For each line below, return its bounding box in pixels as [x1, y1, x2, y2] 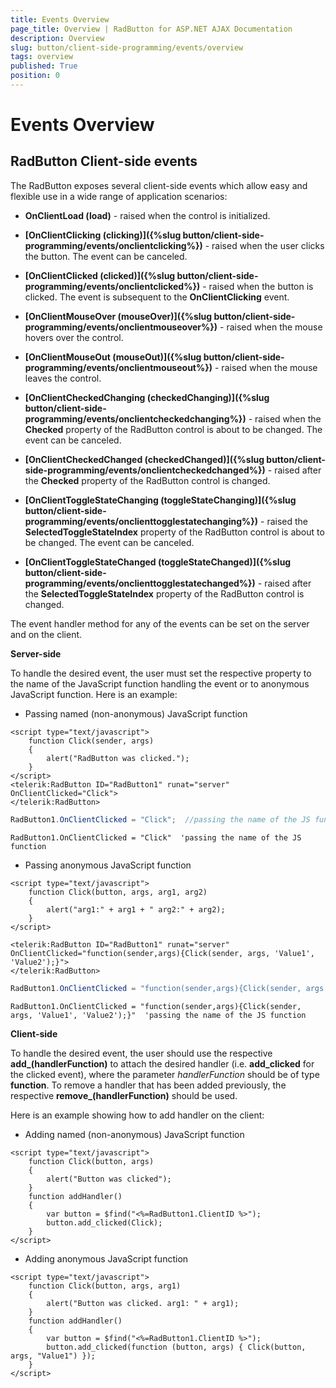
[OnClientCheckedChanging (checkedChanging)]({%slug [24, 391, 270, 403]
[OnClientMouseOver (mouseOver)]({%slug [24, 310, 213, 322]
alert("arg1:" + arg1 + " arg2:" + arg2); [46, 904, 226, 915]
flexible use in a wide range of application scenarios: [10, 190, 228, 202]
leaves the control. [24, 372, 102, 384]
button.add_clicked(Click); [46, 1217, 163, 1228]
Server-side [10, 647, 62, 660]
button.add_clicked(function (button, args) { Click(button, [46, 1342, 307, 1352]
